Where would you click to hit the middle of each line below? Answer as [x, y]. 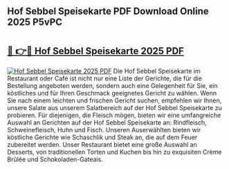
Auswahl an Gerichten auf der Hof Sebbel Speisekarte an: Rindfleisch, [107, 123]
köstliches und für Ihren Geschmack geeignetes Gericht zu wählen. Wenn [112, 93]
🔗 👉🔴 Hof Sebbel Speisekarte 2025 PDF [96, 51]
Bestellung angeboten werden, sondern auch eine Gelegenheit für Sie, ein [112, 86]
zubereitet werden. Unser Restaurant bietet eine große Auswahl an [102, 144]
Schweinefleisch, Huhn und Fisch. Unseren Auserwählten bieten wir [104, 130]
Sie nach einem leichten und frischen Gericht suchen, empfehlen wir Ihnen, [114, 100]
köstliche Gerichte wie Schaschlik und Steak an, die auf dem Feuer [102, 137]
